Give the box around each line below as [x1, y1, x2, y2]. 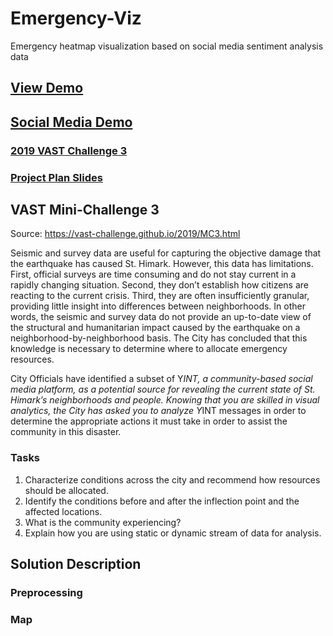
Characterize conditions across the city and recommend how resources [24, 473, 321, 486]
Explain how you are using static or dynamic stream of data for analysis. [24, 527, 322, 539]
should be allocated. [24, 484, 109, 496]
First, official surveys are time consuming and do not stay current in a [10, 268, 297, 281]
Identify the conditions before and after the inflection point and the [24, 495, 300, 507]
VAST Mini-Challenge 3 [10, 201, 160, 218]
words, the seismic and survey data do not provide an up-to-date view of [10, 311, 312, 323]
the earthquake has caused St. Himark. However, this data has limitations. [10, 258, 314, 270]
